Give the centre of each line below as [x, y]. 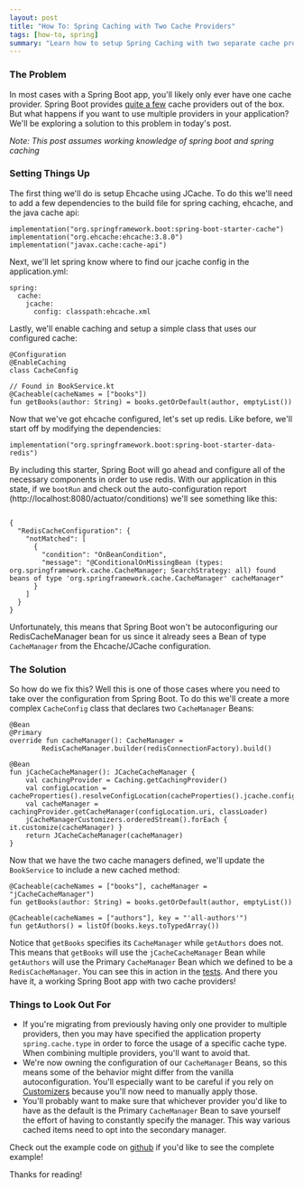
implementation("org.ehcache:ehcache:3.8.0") [96, 237]
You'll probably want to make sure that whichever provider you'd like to [154, 1101]
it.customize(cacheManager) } [66, 828]
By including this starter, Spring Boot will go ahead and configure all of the [147, 469]
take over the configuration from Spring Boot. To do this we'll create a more [150, 699]
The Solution [38, 669]
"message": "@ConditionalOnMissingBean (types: [133, 562]
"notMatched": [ [56, 539]
